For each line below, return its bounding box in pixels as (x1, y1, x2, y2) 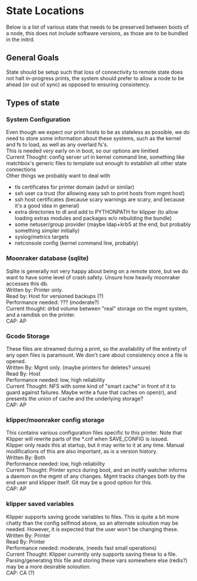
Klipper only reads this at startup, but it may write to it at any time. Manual (6, 442, 185, 449)
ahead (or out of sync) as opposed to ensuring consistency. (6, 81, 151, 88)
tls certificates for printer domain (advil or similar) (14, 183, 135, 191)
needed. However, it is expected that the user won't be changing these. (6, 525, 179, 532)
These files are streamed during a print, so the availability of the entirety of (6, 346, 187, 353)
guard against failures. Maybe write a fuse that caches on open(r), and (6, 389, 177, 396)
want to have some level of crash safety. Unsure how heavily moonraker (6, 274, 181, 281)
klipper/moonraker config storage (6, 416, 104, 424)
